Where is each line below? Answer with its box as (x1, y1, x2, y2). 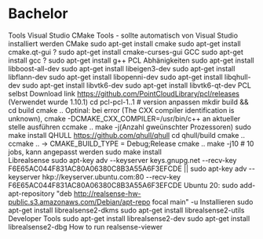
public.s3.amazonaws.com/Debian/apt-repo (8, 197, 151, 206)
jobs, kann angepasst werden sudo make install (8, 147, 163, 157)
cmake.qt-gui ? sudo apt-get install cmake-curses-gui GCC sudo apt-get (8, 47, 243, 56)
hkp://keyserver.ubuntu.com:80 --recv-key (42, 172, 181, 181)
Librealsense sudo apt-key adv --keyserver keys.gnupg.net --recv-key (8, 155, 237, 165)
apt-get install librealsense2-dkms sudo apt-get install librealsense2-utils (8, 205, 245, 215)
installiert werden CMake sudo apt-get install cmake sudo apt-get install (8, 38, 241, 48)
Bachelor (8, 5, 68, 23)
